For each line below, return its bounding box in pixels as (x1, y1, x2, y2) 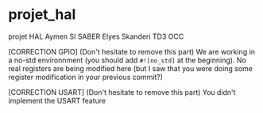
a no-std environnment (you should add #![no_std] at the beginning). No (8, 55, 246, 65)
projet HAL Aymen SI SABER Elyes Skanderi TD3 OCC (8, 32, 184, 41)
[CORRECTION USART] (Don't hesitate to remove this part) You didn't (8, 87, 236, 96)
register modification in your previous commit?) (8, 72, 164, 81)
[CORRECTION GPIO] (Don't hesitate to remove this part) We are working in (8, 47, 256, 56)
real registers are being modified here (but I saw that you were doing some (8, 63, 253, 73)
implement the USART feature (8, 96, 106, 105)
